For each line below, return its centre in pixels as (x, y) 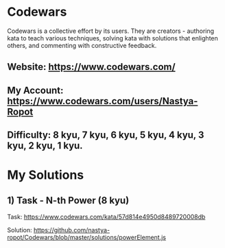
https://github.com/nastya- (72, 230)
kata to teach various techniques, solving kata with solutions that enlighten (113, 38)
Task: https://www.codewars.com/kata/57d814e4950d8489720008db (106, 217)
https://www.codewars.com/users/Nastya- (103, 101)
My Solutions (46, 175)
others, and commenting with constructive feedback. (82, 45)
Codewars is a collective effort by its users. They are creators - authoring (111, 31)
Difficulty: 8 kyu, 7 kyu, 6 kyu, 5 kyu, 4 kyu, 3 (106, 135)
